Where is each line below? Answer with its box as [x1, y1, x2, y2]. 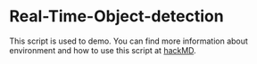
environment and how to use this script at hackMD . [9, 44, 196, 55]
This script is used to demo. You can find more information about [9, 36, 248, 46]
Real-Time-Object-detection [9, 6, 225, 27]
